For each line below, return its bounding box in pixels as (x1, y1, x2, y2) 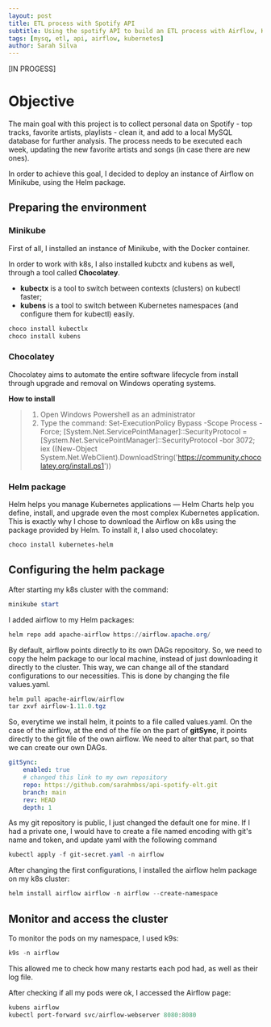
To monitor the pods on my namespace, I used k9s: (8, 933, 179, 943)
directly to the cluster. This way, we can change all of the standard (8, 662, 230, 672)
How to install (8, 393, 56, 404)
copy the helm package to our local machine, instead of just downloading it (8, 653, 258, 663)
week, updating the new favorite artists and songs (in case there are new (8, 145, 251, 154)
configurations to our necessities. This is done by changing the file (8, 671, 230, 681)
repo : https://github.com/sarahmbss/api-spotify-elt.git (23, 781, 219, 789)
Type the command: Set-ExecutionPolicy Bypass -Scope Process (40, 417, 258, 428)
